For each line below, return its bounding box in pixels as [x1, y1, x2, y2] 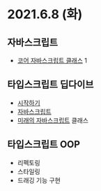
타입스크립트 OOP [7, 139, 80, 150]
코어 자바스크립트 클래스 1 [17, 57, 87, 64]
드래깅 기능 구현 [17, 176, 61, 184]
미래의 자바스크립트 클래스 [17, 116, 89, 125]
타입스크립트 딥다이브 [7, 78, 94, 91]
